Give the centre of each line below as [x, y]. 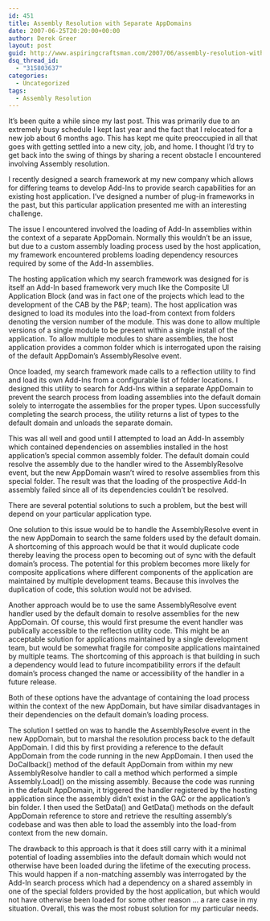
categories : [28, 76]
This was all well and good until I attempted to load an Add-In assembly [127, 439]
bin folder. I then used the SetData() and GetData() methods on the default [131, 807]
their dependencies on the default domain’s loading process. [108, 715]
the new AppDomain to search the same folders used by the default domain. [135, 538]
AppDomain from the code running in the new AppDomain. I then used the [131, 756]
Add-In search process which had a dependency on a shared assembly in [131, 883]
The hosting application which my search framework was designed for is [129, 279]
